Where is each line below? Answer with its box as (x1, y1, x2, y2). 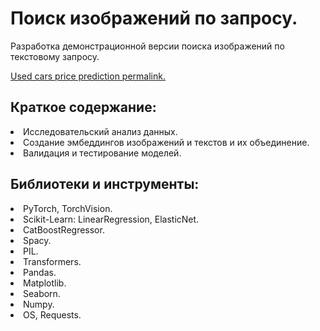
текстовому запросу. (10, 50, 100, 62)
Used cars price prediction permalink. (10, 70, 166, 82)
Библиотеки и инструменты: (10, 176, 200, 193)
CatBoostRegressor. (23, 223, 105, 236)
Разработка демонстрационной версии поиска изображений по (10, 40, 285, 52)
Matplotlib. (23, 277, 67, 289)
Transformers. (23, 255, 82, 267)
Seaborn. (23, 287, 61, 299)
